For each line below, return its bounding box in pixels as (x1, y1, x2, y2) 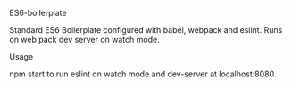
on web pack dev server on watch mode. (9, 35, 160, 44)
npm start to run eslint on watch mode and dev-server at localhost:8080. (9, 68, 277, 79)
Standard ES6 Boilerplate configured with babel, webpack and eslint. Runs (9, 25, 283, 35)
